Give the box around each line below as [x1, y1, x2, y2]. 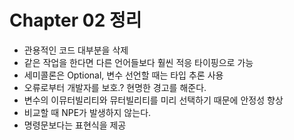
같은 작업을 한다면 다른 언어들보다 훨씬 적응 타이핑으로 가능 [23, 56, 254, 68]
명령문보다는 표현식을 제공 [23, 119, 127, 131]
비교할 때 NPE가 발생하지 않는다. [23, 106, 152, 118]
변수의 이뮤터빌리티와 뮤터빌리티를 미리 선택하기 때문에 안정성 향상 [23, 94, 284, 106]
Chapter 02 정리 [9, 9, 142, 32]
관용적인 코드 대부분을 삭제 [23, 44, 129, 56]
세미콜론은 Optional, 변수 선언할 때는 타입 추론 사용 [23, 69, 224, 81]
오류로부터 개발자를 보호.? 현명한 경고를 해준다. [23, 81, 207, 93]
